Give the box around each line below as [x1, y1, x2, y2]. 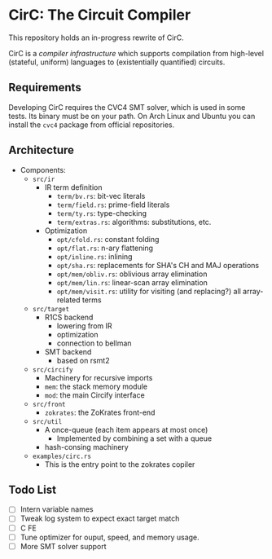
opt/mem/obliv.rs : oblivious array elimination [56, 269, 208, 279]
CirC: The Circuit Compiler [8, 6, 191, 24]
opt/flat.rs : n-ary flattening [56, 243, 153, 253]
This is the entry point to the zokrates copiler [44, 459, 195, 469]
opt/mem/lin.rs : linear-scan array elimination [56, 277, 208, 287]
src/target [32, 305, 70, 313]
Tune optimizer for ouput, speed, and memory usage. [20, 532, 200, 542]
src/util [32, 417, 63, 425]
